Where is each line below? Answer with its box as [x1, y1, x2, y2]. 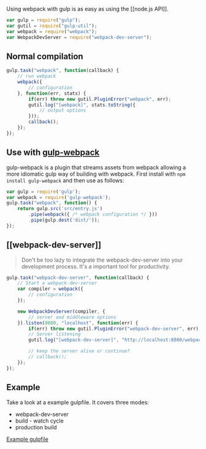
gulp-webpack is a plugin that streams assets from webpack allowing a [6, 163, 186, 171]
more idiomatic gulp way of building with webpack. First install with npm [6, 170, 186, 178]
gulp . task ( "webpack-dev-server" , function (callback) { [6, 275, 150, 281]
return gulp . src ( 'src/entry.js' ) [17, 206, 103, 212]
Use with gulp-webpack [6, 147, 100, 158]
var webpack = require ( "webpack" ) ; [6, 28, 97, 34]
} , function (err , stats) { [17, 90, 86, 96]
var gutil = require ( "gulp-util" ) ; [6, 23, 97, 29]
